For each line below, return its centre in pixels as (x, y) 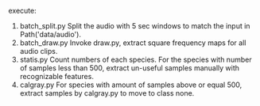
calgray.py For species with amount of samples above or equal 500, (131, 85)
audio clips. (39, 51)
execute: (23, 11)
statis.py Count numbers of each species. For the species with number (136, 59)
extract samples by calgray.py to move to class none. (107, 93)
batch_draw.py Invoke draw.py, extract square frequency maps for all (133, 43)
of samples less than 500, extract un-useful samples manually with (130, 68)
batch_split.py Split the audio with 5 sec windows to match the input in (135, 26)
